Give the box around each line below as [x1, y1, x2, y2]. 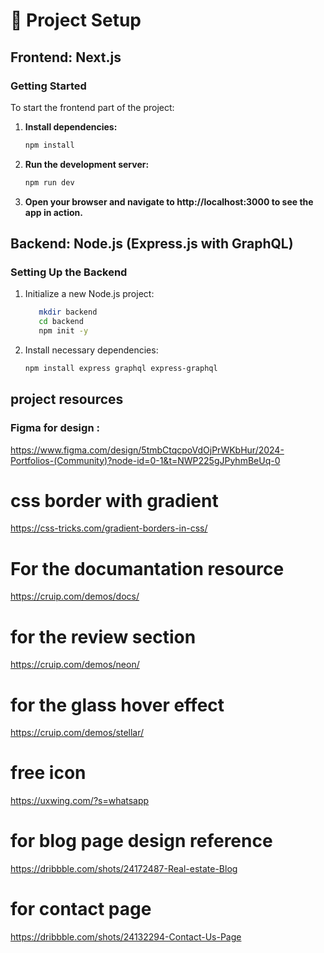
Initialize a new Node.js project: [24, 288, 155, 300]
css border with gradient [10, 489, 219, 512]
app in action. [24, 206, 83, 218]
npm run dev [24, 177, 75, 188]
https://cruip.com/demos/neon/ [10, 659, 140, 671]
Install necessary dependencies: [24, 344, 159, 356]
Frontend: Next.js [10, 49, 122, 66]
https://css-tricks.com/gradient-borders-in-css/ [10, 522, 208, 534]
